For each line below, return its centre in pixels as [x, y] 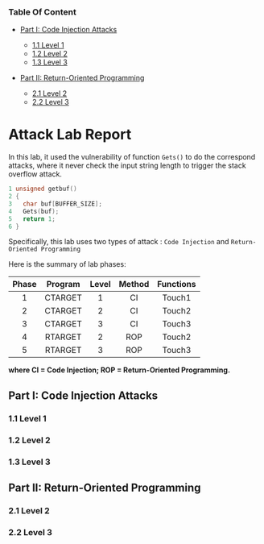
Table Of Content [42, 12]
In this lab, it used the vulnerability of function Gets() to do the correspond [132, 157]
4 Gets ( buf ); [34, 211]
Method [134, 284]
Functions [176, 284]
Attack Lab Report [70, 135]
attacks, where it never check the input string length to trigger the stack [128, 166]
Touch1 [177, 298]
